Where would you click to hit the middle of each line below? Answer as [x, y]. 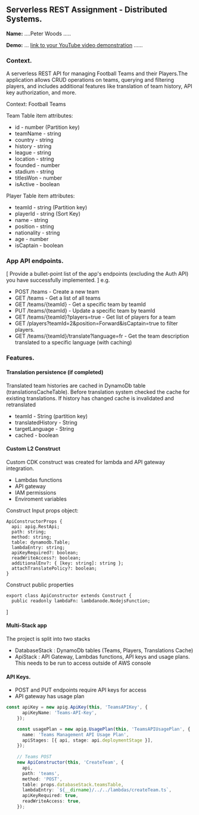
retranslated [21, 405]
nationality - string [37, 233]
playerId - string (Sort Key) [48, 214]
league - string [33, 153]
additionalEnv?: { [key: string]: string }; [68, 563]
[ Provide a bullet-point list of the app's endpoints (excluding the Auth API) [97, 274]
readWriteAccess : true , [52, 801]
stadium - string [35, 172]
